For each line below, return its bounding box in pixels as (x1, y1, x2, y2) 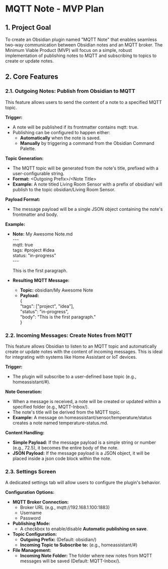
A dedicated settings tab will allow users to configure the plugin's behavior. (5, 480, 161, 486)
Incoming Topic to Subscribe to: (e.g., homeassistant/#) (20, 542, 138, 548)
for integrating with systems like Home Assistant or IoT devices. (5, 354, 137, 360)
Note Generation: (5, 388, 42, 394)
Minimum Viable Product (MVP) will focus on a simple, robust (5, 47, 132, 53)
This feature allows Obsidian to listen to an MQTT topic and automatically (5, 343, 157, 349)
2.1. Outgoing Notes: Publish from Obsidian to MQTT (5, 88, 136, 95)
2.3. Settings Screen (5, 468, 56, 475)
